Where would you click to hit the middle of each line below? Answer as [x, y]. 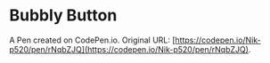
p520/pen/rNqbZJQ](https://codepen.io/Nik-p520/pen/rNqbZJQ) [129, 49]
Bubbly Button [63, 16]
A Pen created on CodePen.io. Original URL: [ [92, 40]
